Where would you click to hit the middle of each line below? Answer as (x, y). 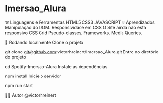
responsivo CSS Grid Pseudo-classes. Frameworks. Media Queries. (74, 33)
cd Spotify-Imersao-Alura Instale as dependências (56, 66)
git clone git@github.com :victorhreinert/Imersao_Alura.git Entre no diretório (82, 51)
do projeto (16, 57)
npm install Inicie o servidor (33, 76)
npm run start (19, 85)
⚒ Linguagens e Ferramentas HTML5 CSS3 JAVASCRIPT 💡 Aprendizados (80, 22)
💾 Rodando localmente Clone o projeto (44, 42)
